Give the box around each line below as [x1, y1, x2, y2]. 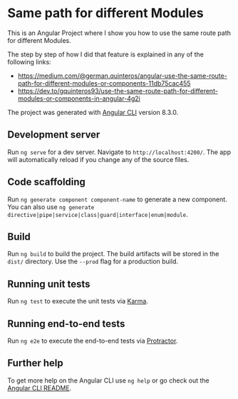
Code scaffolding [7, 176, 86, 188]
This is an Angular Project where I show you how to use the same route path [7, 29, 232, 37]
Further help [7, 357, 64, 369]
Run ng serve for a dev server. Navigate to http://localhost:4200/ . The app [7, 148, 232, 156]
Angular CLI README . [7, 383, 72, 392]
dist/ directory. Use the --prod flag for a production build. [7, 257, 178, 266]
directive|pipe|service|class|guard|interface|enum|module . [7, 210, 188, 218]
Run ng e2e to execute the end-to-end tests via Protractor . [7, 337, 178, 345]
